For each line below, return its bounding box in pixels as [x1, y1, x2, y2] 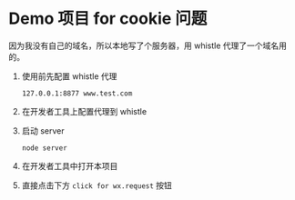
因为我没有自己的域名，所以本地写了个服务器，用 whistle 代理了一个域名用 [8, 40, 288, 51]
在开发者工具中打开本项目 [21, 160, 118, 171]
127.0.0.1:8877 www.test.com [21, 88, 133, 98]
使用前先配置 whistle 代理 [21, 70, 117, 82]
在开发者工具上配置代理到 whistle [21, 105, 147, 116]
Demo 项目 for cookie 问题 [8, 8, 208, 29]
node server [21, 143, 67, 153]
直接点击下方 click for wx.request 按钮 [21, 179, 172, 191]
